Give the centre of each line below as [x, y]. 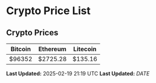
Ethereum [52, 49]
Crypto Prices [32, 33]
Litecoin [85, 49]
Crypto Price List [48, 11]
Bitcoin [21, 49]
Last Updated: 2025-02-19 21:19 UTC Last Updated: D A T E [78, 74]
